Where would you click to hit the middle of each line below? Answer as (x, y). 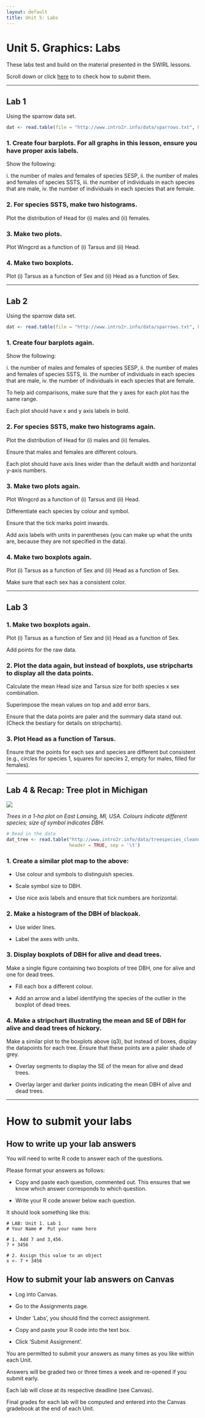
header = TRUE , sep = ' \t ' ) (105, 845)
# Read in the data (31, 834)
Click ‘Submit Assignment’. (49, 1342)
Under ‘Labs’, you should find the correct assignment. (83, 1318)
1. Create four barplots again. (50, 343)
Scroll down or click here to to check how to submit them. (79, 76)
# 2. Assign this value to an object (54, 1256)
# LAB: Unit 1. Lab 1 (34, 1224)
